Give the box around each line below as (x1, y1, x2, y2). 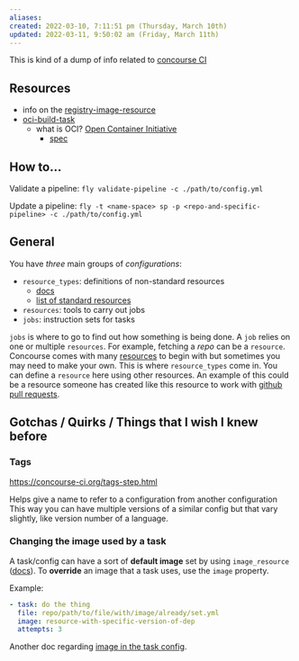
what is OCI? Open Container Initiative (35, 123, 177, 135)
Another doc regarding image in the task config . (9, 641, 187, 652)
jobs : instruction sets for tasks (22, 314, 135, 325)
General (9, 235, 56, 250)
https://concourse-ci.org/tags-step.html (9, 476, 158, 487)
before (9, 429, 48, 444)
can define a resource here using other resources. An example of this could (9, 370, 290, 380)
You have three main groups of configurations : (9, 258, 183, 269)
